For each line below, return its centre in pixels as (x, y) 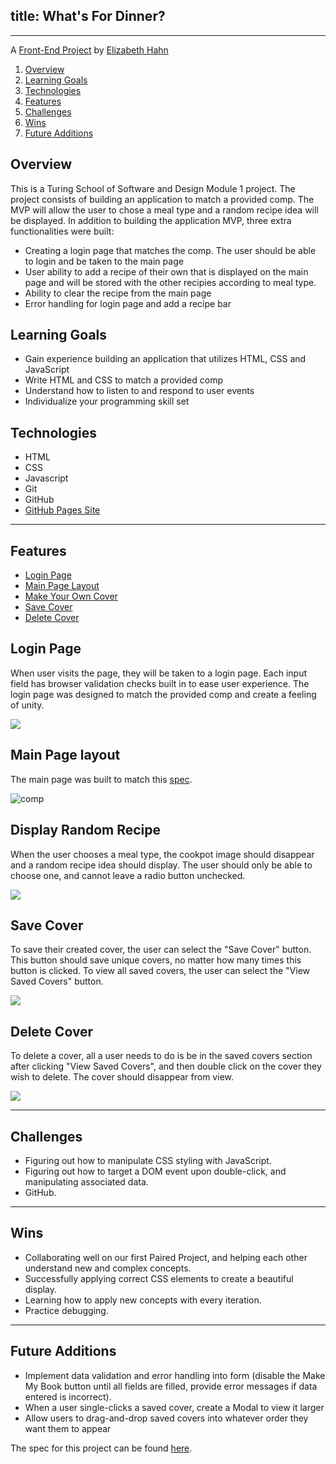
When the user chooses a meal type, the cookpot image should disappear (162, 854)
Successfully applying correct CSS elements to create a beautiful (159, 1278)
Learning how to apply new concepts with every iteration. (143, 1300)
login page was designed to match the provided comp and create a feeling (163, 694)
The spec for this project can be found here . (101, 1448)
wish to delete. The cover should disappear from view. (122, 1077)
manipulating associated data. (86, 1181)
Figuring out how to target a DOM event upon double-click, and (155, 1171)
